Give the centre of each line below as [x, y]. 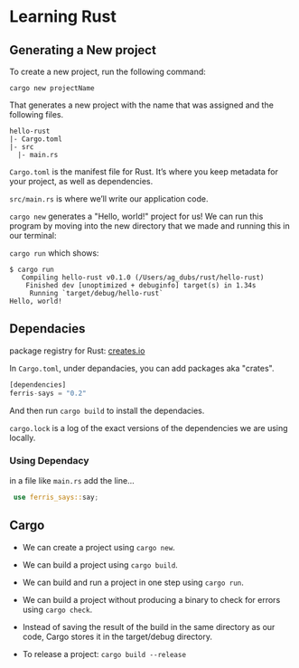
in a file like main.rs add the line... [72, 480]
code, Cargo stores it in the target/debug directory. [117, 636]
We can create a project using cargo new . [99, 547]
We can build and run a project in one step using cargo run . [133, 582]
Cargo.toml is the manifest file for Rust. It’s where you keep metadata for [144, 172]
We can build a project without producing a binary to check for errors [151, 599]
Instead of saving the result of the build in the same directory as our [149, 626]
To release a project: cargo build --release [104, 654]
